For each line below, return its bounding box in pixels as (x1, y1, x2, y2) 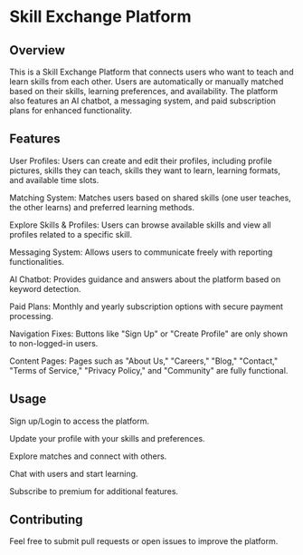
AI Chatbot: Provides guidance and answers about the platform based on (9, 274, 281, 285)
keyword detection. (9, 283, 81, 294)
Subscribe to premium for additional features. (9, 485, 179, 496)
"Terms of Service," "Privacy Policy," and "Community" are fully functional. (9, 365, 289, 375)
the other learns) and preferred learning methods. (9, 201, 195, 212)
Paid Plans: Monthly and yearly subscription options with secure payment (9, 301, 283, 312)
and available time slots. (9, 174, 99, 185)
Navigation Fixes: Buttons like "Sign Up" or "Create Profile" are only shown (9, 328, 288, 339)
